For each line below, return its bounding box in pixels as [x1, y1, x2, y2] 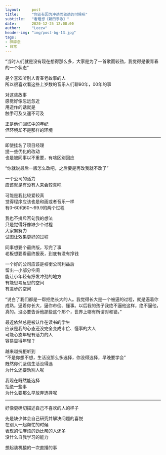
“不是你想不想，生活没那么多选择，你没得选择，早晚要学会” [5, 354, 126, 360]
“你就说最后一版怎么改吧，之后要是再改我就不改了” [5, 165, 109, 171]
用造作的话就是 [5, 104, 36, 110]
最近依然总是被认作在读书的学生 [5, 319, 70, 325]
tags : [5, 35, 16, 40]
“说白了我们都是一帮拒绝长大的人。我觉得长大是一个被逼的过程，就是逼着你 [5, 296, 159, 302]
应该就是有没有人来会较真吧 [5, 182, 62, 188]
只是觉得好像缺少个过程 [5, 221, 53, 227]
